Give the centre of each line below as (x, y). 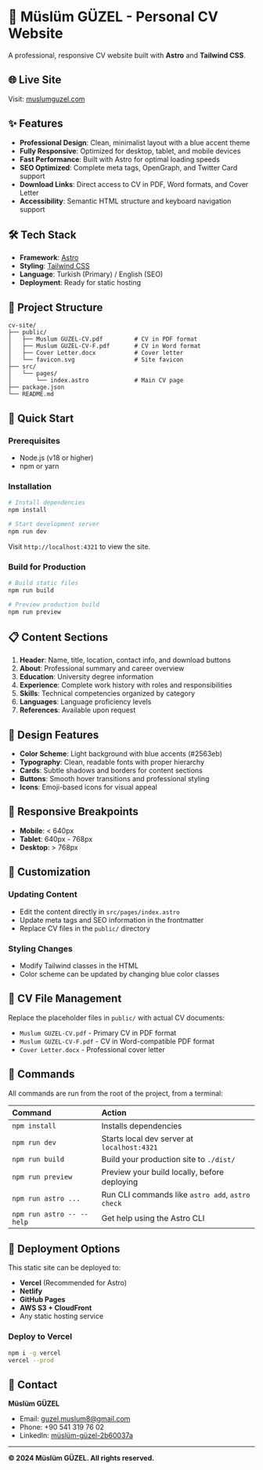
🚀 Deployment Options (64, 1249)
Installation (30, 486)
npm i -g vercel (34, 1353)
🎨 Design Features (54, 735)
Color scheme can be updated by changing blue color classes (119, 974)
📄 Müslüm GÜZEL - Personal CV (113, 17)
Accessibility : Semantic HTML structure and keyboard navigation (125, 201)
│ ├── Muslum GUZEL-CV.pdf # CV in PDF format (103, 339)
